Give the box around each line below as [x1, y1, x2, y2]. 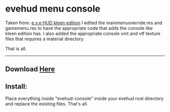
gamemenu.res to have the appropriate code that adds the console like [5, 25, 153, 31]
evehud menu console [5, 3, 101, 15]
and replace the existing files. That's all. [5, 101, 89, 107]
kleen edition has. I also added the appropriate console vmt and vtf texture [5, 30, 161, 36]
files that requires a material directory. [5, 36, 84, 42]
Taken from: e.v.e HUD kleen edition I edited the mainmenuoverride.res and [5, 20, 163, 26]
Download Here [5, 65, 55, 74]
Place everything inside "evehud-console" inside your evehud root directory [5, 95, 164, 101]
